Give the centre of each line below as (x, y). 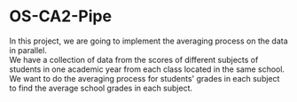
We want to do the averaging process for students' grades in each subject (145, 78)
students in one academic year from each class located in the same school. (147, 69)
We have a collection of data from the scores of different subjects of (134, 59)
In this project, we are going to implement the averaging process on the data (148, 41)
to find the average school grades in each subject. (101, 88)
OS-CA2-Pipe (61, 16)
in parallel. (28, 50)
